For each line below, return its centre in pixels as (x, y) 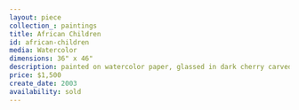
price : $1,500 (36, 75)
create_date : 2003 (43, 83)
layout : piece (36, 17)
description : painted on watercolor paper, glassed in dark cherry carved (151, 67)
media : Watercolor (43, 51)
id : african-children (49, 42)
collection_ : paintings (53, 26)
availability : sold (45, 91)
